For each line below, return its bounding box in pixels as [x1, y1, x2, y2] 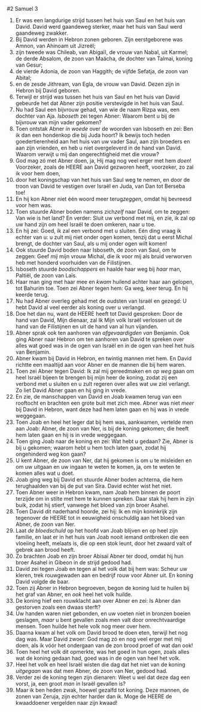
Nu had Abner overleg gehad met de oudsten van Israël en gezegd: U [15, 297, 187, 304]
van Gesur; [15, 61, 43, 68]
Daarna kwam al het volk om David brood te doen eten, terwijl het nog [15, 629, 188, 636]
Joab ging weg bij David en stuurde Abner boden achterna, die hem [15, 476, 183, 483]
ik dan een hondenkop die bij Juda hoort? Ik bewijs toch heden [15, 131, 170, 139]
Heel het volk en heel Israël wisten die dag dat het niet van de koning [15, 661, 186, 668]
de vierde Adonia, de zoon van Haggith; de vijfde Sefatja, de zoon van [15, 68, 188, 74]
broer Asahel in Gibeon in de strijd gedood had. [15, 559, 132, 566]
